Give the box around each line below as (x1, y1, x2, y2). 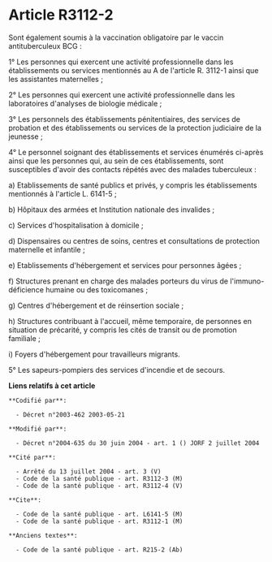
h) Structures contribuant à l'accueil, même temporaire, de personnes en (8, 316, 253, 326)
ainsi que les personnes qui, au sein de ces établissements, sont (8, 156, 224, 166)
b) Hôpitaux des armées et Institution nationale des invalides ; (8, 205, 215, 214)
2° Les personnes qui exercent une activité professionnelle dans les (8, 89, 235, 99)
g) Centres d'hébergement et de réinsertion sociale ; (8, 300, 184, 310)
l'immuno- (230, 276, 265, 286)
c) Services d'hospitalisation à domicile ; (8, 220, 144, 230)
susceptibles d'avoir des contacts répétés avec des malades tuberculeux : (8, 164, 257, 174)
